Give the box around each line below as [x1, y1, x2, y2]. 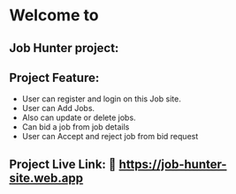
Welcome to [9, 5, 99, 26]
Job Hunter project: [9, 41, 119, 56]
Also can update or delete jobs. [21, 112, 136, 123]
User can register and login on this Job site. [21, 93, 181, 104]
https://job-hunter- [118, 156, 227, 172]
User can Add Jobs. [21, 103, 95, 114]
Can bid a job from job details [21, 122, 130, 132]
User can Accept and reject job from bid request [21, 131, 199, 142]
